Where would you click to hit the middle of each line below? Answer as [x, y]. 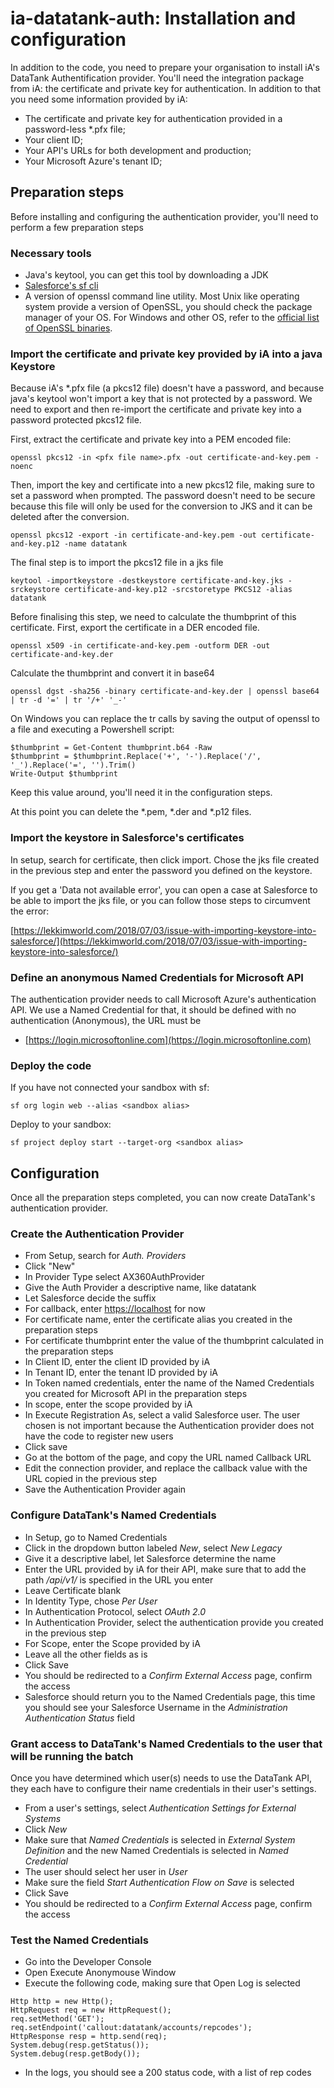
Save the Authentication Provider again [105, 1489]
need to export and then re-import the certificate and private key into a [156, 409]
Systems [43, 1818]
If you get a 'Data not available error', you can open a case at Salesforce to [164, 889]
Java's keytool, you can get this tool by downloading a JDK [146, 275]
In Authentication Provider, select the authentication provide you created [174, 1622]
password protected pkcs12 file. [76, 420]
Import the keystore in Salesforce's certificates [127, 838]
